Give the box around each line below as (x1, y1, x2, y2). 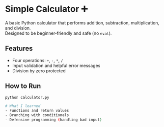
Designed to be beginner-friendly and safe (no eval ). (5, 30, 112, 36)
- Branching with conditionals (5, 113, 69, 118)
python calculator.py (5, 95, 50, 100)
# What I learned (5, 104, 41, 108)
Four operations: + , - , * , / (12, 57, 63, 63)
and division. (5, 25, 31, 31)
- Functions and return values (5, 108, 69, 113)
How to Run (5, 82, 41, 90)
